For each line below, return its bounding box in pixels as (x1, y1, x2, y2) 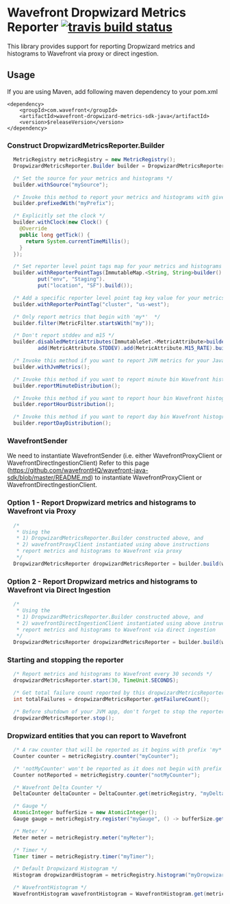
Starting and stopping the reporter (7, 655, 124, 665)
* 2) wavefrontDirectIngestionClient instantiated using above (16, 619, 201, 627)
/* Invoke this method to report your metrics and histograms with (13, 193, 210, 200)
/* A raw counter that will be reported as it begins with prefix (13, 746, 207, 754)
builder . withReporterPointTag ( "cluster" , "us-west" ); (13, 300, 170, 308)
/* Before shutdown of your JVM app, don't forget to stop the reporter (13, 708, 225, 715)
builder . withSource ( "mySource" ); (13, 181, 109, 188)
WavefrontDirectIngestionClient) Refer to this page (7, 459, 149, 467)
